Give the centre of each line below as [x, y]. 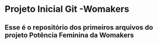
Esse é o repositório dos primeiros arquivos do [79, 27]
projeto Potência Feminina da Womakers [69, 35]
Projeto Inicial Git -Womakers [67, 9]
